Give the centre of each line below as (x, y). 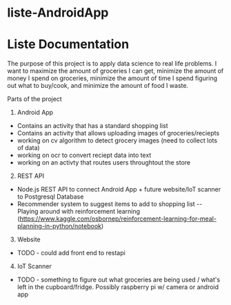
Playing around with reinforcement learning (78, 212)
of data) (28, 148)
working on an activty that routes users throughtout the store (104, 163)
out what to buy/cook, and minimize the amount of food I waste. (98, 86)
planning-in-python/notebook (59, 226)
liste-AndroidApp (58, 13)
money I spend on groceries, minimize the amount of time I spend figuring (112, 78)
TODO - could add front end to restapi (71, 253)
